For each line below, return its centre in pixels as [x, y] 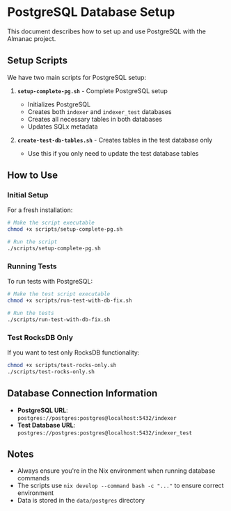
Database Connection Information [82, 394]
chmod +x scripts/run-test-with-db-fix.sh [70, 301]
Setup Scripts [38, 61]
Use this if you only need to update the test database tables [113, 153]
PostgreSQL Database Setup [91, 12]
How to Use [33, 176]
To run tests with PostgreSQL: [50, 282]
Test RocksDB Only [40, 337]
